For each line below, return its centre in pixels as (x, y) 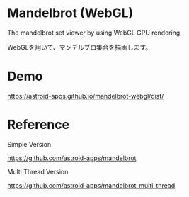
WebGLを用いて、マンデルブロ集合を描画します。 (80, 47)
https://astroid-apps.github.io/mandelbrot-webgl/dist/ (86, 96)
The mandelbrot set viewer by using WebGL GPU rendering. (94, 33)
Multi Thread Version (38, 171)
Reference (38, 125)
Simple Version (29, 144)
